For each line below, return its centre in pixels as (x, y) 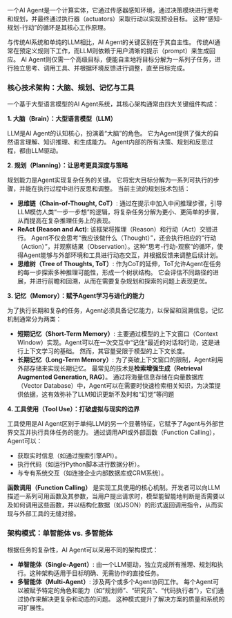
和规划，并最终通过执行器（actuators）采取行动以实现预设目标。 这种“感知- (115, 19)
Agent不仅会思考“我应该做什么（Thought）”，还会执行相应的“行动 (123, 238)
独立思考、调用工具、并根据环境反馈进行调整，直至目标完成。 (100, 68)
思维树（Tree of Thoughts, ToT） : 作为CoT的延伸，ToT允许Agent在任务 (119, 264)
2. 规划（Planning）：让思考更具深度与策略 (68, 165)
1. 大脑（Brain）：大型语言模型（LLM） (62, 119)
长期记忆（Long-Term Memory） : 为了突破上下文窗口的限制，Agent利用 (120, 360)
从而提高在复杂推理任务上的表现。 (66, 221)
